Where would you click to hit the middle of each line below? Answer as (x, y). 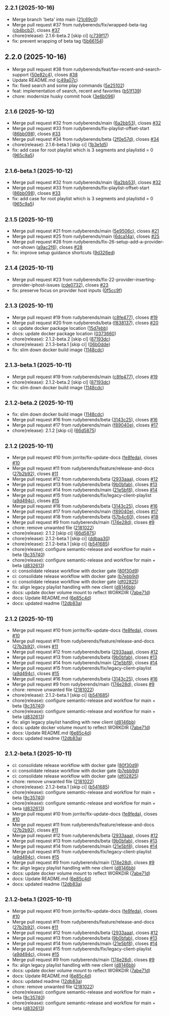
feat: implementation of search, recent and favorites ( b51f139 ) (77, 90)
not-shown (23, 247)
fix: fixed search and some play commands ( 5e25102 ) (68, 85)
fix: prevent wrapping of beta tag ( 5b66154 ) (58, 41)
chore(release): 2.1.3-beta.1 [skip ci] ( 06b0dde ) (61, 344)
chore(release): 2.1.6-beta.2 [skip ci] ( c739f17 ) (61, 36)
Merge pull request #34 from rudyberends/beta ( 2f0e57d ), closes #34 (86, 139)
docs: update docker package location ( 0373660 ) (64, 333)
